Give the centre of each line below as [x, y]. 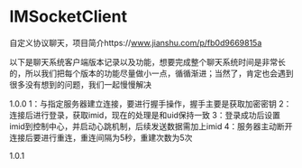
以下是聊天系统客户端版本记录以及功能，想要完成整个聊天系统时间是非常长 [147, 61]
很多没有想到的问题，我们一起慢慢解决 [80, 84]
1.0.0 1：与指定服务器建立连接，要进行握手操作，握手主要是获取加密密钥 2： [151, 103]
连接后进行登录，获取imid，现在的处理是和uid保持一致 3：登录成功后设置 [145, 115]
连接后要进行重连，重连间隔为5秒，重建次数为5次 [101, 137]
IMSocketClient [69, 17]
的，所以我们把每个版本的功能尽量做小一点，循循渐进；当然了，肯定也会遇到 [151, 73]
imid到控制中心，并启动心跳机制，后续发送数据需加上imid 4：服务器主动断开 [151, 126]
